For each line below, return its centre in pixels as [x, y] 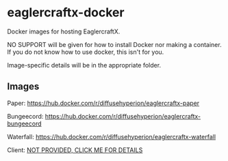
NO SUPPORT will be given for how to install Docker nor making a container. [114, 44]
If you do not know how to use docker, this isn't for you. [86, 52]
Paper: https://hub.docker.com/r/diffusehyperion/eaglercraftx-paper [103, 103]
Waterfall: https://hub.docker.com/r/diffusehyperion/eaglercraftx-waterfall [112, 136]
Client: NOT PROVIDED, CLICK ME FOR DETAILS [75, 150]
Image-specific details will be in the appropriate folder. [84, 65]
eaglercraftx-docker [66, 13]
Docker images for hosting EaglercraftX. [64, 31]
